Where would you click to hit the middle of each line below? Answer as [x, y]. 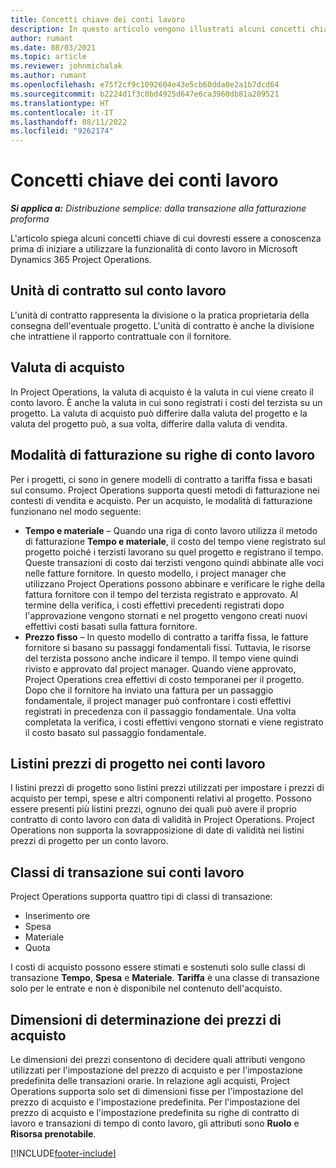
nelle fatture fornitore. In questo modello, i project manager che [155, 573]
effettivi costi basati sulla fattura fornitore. [111, 626]
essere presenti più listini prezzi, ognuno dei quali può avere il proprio [153, 809]
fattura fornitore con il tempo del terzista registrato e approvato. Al [161, 594]
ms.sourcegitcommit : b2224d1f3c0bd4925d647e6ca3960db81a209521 [145, 94]
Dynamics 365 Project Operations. [81, 260]
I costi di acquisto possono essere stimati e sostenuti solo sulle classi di [158, 967]
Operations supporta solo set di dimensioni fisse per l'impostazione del [157, 1091]
